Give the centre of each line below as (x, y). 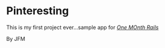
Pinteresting (38, 11)
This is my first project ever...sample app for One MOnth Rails (82, 27)
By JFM (16, 39)
